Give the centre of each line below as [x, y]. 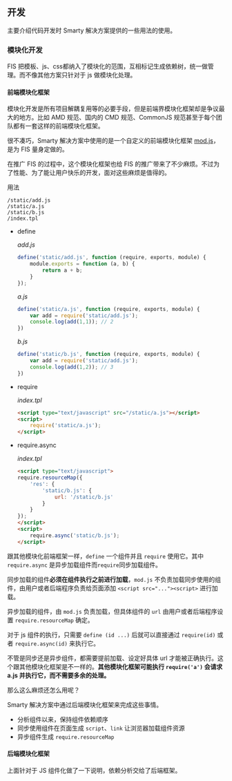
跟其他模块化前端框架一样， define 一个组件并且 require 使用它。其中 [105, 556]
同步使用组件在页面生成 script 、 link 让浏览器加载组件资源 [101, 728]
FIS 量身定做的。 [44, 149]
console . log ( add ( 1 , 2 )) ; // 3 [72, 367]
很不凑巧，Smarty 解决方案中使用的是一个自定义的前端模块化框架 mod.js [110, 141]
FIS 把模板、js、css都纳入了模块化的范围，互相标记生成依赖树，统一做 [108, 66]
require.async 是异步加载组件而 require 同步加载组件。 [85, 565]
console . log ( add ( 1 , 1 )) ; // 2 [72, 322]
